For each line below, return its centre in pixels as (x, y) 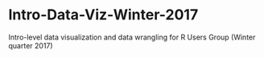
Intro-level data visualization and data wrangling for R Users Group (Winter (132, 37)
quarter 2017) (31, 45)
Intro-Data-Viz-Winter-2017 (103, 15)
